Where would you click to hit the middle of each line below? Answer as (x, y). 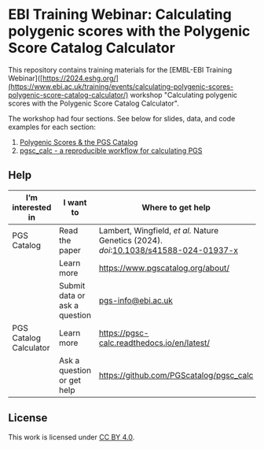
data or (72, 295)
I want (75, 202)
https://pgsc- (124, 332)
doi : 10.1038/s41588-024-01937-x (168, 250)
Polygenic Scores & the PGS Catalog (79, 142)
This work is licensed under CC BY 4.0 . (71, 437)
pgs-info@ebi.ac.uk (136, 300)
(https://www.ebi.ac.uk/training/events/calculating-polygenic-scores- (121, 86)
